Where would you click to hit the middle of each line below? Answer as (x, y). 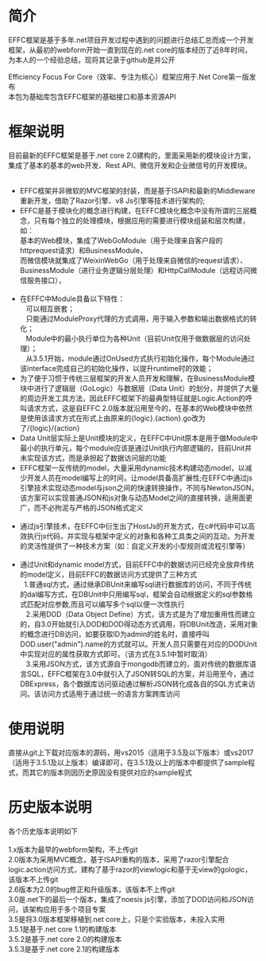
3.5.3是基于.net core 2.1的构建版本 (64, 949)
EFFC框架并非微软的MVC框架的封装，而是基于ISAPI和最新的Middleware (137, 190)
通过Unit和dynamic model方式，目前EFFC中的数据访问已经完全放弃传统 (137, 564)
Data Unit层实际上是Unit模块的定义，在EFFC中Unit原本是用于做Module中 (139, 438)
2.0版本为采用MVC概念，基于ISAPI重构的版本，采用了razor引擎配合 (119, 859)
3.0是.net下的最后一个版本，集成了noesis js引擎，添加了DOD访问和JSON (128, 899)
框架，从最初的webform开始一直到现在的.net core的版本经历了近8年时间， (130, 49)
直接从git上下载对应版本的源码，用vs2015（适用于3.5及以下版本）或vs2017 (131, 752)
